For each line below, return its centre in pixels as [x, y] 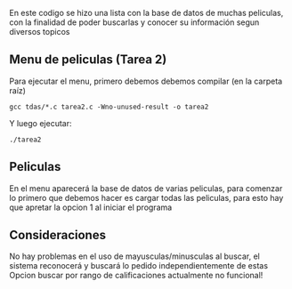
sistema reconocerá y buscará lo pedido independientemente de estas [139, 266]
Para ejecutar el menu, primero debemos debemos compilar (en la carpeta [146, 81]
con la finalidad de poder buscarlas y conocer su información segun [134, 22]
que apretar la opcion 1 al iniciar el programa [91, 207]
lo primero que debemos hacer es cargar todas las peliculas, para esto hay [146, 197]
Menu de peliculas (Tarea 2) [88, 60]
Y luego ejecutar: [41, 123]
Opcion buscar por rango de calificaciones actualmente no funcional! [136, 276]
